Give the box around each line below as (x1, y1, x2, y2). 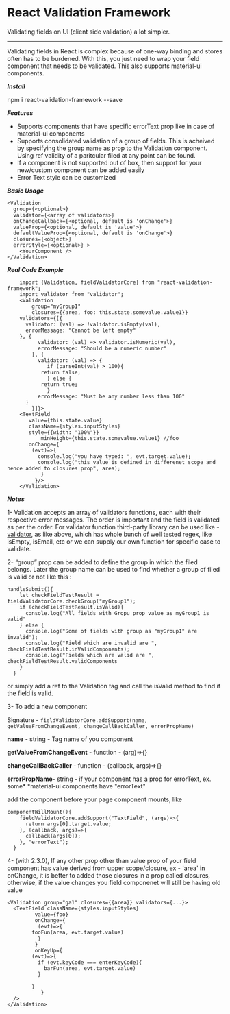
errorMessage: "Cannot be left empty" (25, 327, 136, 334)
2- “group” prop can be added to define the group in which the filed (7, 557, 199, 566)
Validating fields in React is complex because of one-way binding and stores (7, 47, 223, 56)
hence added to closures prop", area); (7, 465, 121, 472)
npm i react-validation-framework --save (7, 95, 123, 104)
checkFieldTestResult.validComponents (7, 657, 118, 664)
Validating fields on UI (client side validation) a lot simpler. (7, 27, 170, 36)
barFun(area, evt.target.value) (43, 965, 136, 971)
